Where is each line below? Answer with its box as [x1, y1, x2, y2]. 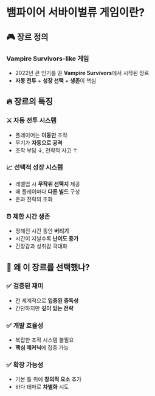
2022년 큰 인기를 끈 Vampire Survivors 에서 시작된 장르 [15, 69, 150, 76]
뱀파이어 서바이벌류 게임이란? [6, 5, 145, 20]
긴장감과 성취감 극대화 [15, 242, 68, 250]
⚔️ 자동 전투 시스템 [6, 117, 57, 125]
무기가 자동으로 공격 [15, 139, 63, 146]
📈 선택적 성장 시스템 [6, 163, 63, 171]
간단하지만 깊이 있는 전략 [15, 304, 74, 312]
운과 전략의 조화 [15, 195, 53, 203]
